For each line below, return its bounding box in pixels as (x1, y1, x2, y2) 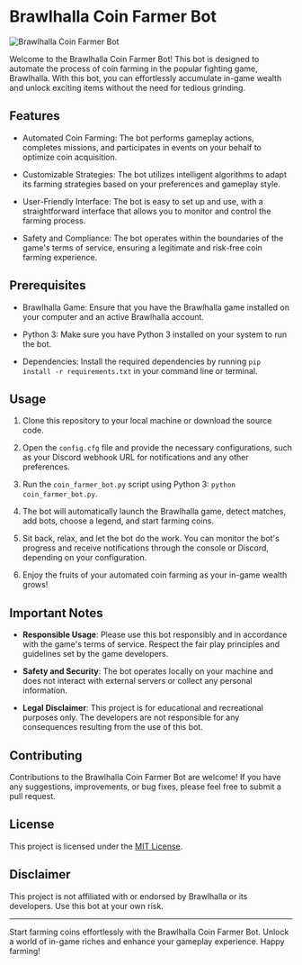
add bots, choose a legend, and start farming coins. (22, 515, 214, 526)
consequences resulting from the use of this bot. (22, 722, 204, 733)
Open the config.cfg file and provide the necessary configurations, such (22, 442, 292, 453)
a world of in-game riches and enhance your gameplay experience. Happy (9, 935, 285, 947)
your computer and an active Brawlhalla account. (22, 311, 205, 322)
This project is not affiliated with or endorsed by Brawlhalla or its (9, 890, 248, 902)
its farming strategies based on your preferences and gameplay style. (22, 178, 280, 189)
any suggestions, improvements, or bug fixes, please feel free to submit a (9, 781, 281, 792)
